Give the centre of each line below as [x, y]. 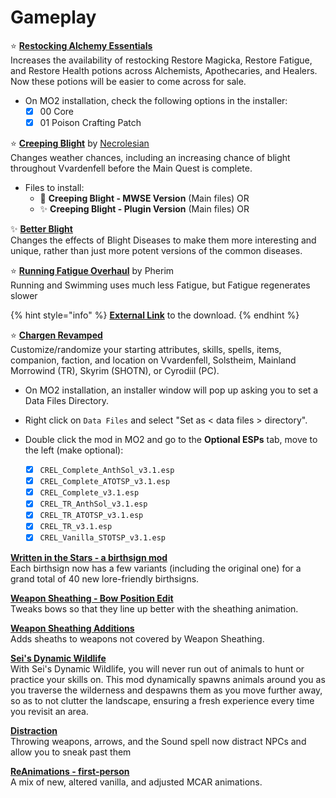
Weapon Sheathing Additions [72, 628]
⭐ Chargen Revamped [56, 335]
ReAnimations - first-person [70, 771]
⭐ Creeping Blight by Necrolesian [80, 143]
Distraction [34, 730]
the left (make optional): [74, 450]
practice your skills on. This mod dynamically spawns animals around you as [168, 679]
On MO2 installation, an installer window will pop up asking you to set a [171, 390]
